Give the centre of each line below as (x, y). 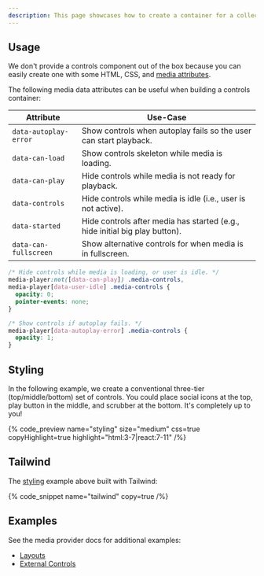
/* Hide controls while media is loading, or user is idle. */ (114, 272)
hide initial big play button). (132, 231)
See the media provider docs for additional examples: (95, 540)
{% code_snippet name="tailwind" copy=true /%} (88, 496)
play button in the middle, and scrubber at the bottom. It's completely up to (130, 405)
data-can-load (38, 159)
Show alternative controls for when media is (162, 244)
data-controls (38, 204)
